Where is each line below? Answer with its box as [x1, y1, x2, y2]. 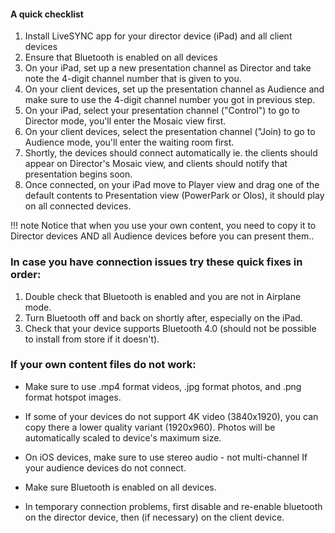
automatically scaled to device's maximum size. [24, 431, 222, 444]
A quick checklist [10, 8, 84, 20]
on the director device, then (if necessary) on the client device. [24, 511, 285, 523]
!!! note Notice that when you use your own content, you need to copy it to [10, 220, 317, 232]
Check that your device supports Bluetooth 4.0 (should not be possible [24, 322, 317, 334]
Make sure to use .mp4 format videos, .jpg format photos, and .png [24, 380, 302, 392]
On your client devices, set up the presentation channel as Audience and [24, 83, 325, 95]
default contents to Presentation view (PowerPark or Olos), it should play [24, 190, 325, 202]
